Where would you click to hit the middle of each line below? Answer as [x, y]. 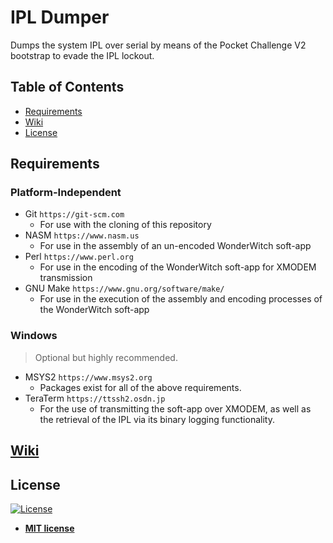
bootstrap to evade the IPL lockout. [82, 55]
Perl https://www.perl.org [79, 257]
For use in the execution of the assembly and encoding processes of [181, 299]
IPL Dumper [60, 17]
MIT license [49, 528]
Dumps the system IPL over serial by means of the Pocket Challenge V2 [158, 45]
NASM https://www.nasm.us [82, 235]
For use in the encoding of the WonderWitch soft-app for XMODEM [178, 267]
